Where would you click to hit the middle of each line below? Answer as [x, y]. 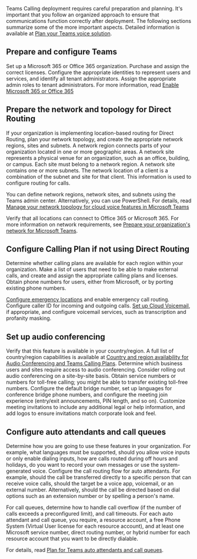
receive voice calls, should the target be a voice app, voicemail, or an [90, 484]
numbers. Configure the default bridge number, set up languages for [89, 389]
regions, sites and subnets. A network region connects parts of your [89, 145]
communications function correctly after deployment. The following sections [99, 21]
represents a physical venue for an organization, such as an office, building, [98, 158]
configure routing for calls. [38, 183]
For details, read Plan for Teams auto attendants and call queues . [85, 550]
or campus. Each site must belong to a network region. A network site [91, 164]
